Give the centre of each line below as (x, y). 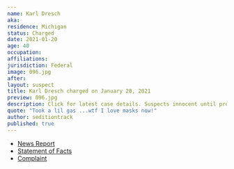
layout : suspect (31, 85)
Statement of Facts (45, 151)
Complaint (32, 158)
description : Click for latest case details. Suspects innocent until (112, 104)
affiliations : (28, 59)
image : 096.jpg (29, 72)
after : (17, 78)
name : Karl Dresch (34, 14)
